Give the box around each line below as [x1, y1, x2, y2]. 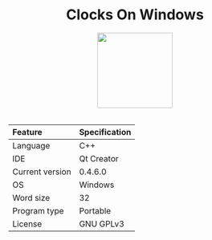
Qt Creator [79, 153, 119, 164]
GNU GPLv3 [79, 218, 124, 230]
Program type [12, 205, 64, 216]
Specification [79, 126, 132, 137]
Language [12, 140, 51, 151]
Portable [79, 205, 112, 216]
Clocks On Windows [65, 6, 205, 24]
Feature [12, 126, 43, 137]
